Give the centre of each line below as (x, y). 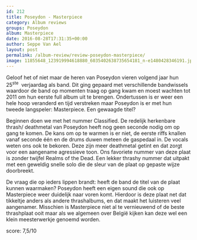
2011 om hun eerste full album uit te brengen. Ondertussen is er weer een (95, 97)
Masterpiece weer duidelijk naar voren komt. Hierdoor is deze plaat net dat (96, 195)
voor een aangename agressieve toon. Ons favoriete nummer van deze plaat (98, 152)
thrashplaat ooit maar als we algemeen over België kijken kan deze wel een (97, 213)
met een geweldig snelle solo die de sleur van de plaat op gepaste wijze (93, 164)
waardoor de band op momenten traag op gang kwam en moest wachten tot (98, 91)
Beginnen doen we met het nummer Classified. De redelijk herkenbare (91, 121)
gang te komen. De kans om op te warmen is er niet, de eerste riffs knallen (96, 133)
